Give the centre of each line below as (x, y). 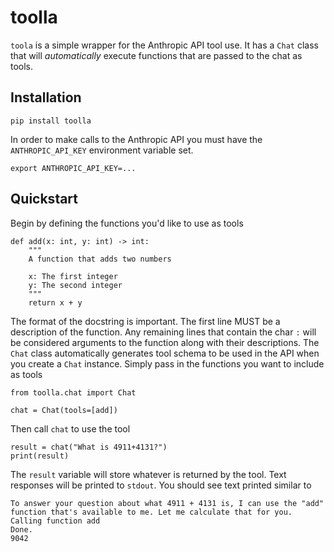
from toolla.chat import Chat (73, 392)
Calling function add (55, 521)
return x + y (55, 302)
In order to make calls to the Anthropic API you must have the (136, 139)
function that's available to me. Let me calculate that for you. (151, 512)
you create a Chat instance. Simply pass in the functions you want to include (167, 363)
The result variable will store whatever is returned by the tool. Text (148, 474)
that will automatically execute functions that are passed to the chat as (156, 55)
